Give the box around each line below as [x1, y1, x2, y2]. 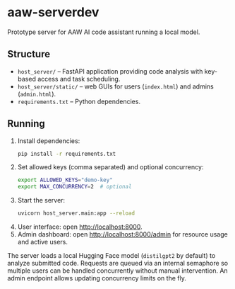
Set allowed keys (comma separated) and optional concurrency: [17, 163, 204, 171]
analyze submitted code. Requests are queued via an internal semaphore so [7, 259, 228, 268]
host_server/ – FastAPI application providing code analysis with [17, 67, 203, 75]
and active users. [17, 238, 68, 246]
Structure [7, 48, 51, 60]
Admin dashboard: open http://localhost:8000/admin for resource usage [17, 230, 228, 239]
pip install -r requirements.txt [17, 150, 116, 157]
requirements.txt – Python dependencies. [17, 97, 141, 106]
